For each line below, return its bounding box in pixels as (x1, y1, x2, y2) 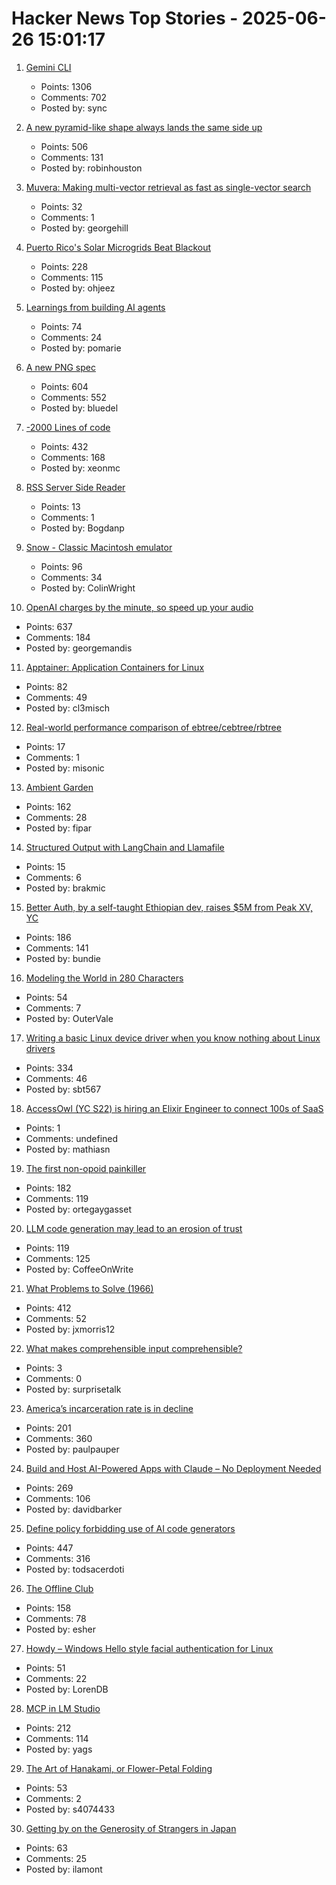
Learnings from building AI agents (25, 301, 166, 313)
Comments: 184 (25, 631, 91, 643)
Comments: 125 (25, 1252, 91, 1264)
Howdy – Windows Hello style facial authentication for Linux (25, 1642, 274, 1654)
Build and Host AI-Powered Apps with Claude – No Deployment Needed (25, 1462, 322, 1474)
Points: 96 (40, 560, 83, 572)
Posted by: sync (40, 102, 108, 114)
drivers (25, 1042, 56, 1054)
